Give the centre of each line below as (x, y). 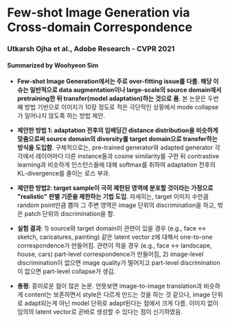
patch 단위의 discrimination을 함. (70, 214)
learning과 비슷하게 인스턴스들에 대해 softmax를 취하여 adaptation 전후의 (116, 165)
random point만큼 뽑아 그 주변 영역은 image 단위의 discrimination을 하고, (116, 205)
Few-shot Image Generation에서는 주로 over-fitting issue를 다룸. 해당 (114, 81)
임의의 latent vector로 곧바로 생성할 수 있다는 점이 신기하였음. (100, 312)
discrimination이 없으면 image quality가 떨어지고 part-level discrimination (119, 263)
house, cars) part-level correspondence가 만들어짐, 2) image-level (110, 254)
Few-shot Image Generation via (99, 13)
